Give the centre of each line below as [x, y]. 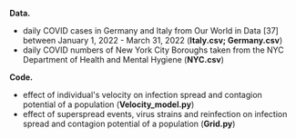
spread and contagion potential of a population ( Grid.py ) [129, 123]
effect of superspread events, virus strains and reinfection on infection [155, 114]
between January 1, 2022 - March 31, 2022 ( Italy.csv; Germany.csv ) [153, 40]
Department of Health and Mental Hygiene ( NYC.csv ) [123, 59]
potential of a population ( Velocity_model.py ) [108, 104]
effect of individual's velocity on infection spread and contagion [142, 95]
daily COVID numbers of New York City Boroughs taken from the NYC [153, 50]
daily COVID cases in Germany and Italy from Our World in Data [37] [151, 30]
